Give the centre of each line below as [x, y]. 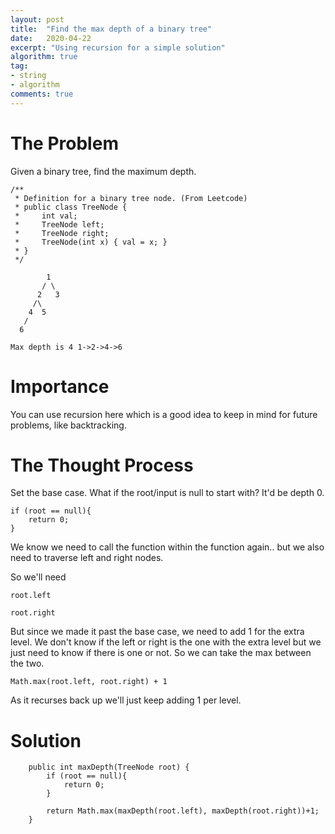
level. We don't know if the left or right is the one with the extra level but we [166, 642]
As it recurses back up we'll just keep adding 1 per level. [126, 700]
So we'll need [38, 577]
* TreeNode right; [62, 233]
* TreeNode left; [59, 224]
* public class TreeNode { [71, 207]
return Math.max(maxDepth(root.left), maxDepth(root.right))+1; [183, 811]
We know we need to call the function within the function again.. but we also [167, 547]
